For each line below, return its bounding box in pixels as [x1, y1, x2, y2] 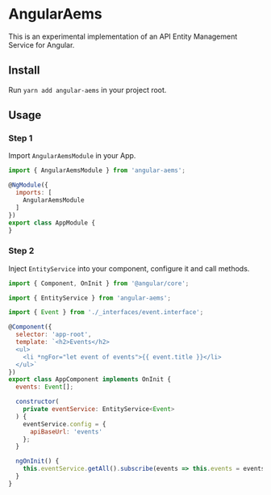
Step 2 [8, 245, 35, 257]
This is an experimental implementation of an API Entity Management [8, 31, 238, 41]
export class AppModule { [8, 219, 95, 227]
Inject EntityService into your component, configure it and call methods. [8, 263, 250, 273]
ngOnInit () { [15, 457, 60, 465]
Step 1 [8, 132, 33, 144]
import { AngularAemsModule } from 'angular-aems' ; [8, 166, 186, 174]
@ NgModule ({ [8, 181, 48, 190]
